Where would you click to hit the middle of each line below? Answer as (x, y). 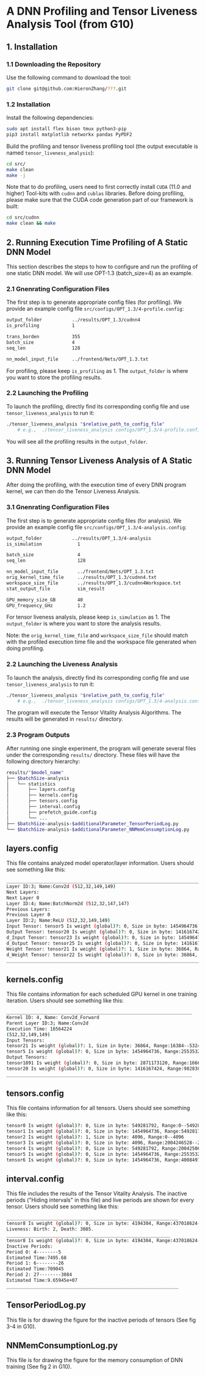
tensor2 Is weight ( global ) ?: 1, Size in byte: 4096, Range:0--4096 (95, 1137)
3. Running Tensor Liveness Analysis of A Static (99, 461)
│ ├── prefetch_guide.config (52, 812)
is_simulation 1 (43, 544)
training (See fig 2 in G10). (39, 1367)
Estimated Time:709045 (35, 1269)
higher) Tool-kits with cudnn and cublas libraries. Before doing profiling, (95, 193)
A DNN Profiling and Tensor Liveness (102, 11)
